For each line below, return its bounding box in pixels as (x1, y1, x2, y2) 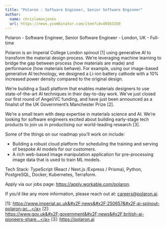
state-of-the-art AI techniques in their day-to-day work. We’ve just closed (5, 91, 156, 97)
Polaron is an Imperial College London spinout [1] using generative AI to (5, 50, 151, 56)
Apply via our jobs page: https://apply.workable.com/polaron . (5, 181, 130, 187)
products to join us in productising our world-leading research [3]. (5, 122, 140, 128)
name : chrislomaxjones (9, 16, 56, 21)
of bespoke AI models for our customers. (12, 146, 97, 152)
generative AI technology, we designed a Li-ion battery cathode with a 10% (5, 71, 159, 77)
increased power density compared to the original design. (5, 76, 123, 82)
